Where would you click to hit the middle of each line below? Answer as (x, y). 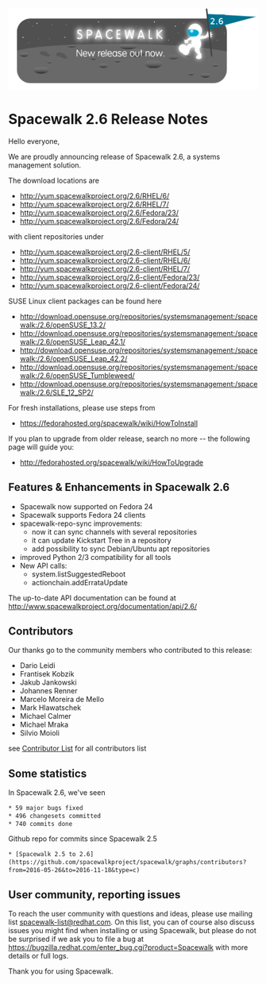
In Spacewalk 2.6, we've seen (57, 793)
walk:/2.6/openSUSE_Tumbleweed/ (77, 375)
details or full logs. (39, 955)
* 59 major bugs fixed (46, 808)
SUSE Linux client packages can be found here (85, 301)
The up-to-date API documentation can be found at (92, 598)
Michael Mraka (44, 725)
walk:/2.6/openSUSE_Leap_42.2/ (73, 358)
